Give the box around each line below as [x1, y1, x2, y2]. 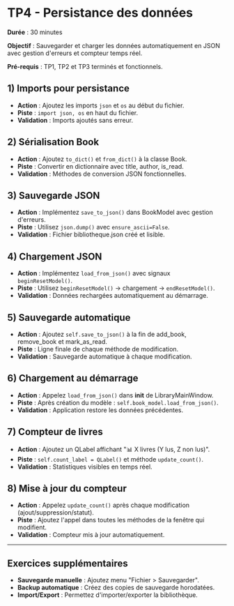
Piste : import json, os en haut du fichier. [17, 108, 139, 116]
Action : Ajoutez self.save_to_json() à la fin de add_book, [17, 330, 187, 338]
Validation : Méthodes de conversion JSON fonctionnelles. [17, 169, 187, 178]
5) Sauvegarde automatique [7, 312, 131, 324]
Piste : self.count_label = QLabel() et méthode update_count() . [17, 455, 204, 463]
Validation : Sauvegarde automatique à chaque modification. [17, 352, 193, 361]
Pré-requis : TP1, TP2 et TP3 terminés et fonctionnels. [7, 62, 163, 70]
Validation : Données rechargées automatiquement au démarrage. [17, 291, 209, 300]
